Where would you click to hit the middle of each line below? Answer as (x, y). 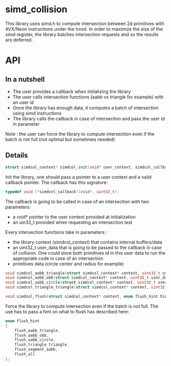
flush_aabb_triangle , (37, 330)
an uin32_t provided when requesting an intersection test (72, 222)
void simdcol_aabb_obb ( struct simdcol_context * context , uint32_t (77, 278)
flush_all (25, 354)
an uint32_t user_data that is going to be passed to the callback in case (87, 247)
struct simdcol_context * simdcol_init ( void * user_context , (69, 167)
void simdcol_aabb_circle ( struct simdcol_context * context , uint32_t (81, 283)
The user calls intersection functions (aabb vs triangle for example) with (88, 97)
